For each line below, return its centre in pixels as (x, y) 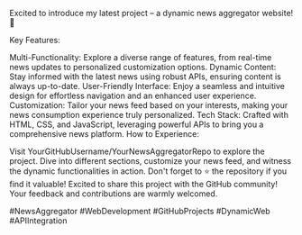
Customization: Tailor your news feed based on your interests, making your (149, 105)
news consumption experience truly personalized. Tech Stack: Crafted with (149, 115)
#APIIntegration (38, 221)
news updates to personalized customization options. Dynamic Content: (143, 67)
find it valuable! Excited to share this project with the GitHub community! (143, 184)
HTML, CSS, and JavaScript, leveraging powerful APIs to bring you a (137, 124)
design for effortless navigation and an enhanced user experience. (133, 95)
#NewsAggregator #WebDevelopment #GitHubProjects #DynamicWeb (140, 211)
